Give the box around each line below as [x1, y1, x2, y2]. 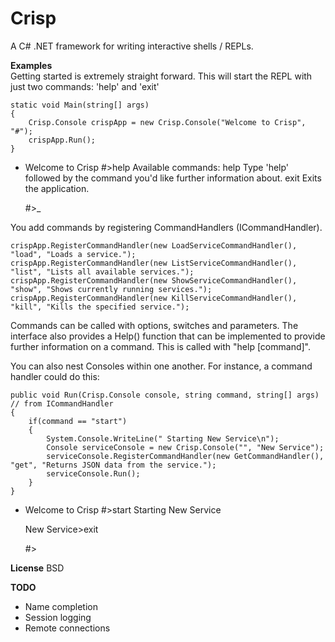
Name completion [24, 600, 98, 612]
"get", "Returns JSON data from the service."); [10, 460, 217, 470]
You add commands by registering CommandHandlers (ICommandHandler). [10, 221, 323, 233]
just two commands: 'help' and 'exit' [10, 80, 160, 92]
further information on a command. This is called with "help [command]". [10, 340, 311, 352]
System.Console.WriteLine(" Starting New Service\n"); [46, 433, 280, 444]
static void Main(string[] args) [10, 100, 150, 110]
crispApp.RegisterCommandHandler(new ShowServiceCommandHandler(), [10, 275, 298, 286]
